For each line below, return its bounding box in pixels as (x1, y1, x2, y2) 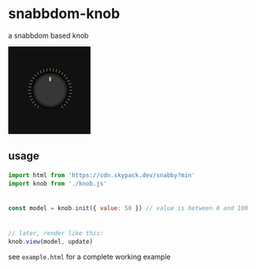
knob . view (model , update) (8, 238, 93, 245)
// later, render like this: (8, 229, 104, 237)
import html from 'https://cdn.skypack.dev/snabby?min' (8, 171, 195, 179)
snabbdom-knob (8, 5, 121, 23)
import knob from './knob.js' (8, 179, 108, 187)
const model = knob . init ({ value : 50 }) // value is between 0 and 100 (8, 205, 248, 212)
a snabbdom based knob (8, 31, 89, 40)
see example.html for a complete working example (8, 252, 171, 261)
